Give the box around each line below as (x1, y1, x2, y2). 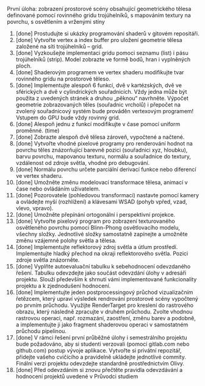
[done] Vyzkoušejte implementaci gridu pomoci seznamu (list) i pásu (15, 49, 189, 57)
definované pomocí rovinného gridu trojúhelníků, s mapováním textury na (7, 12, 191, 19)
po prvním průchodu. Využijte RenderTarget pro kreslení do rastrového (15, 301, 194, 309)
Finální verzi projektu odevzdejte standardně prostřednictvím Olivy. (15, 360, 185, 367)
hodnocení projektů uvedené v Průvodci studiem (15, 373, 138, 380)
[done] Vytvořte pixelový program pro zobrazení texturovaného (15, 217, 176, 225)
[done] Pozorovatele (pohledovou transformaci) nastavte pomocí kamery (15, 192, 200, 198)
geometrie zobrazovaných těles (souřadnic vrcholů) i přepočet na (15, 101, 181, 108)
